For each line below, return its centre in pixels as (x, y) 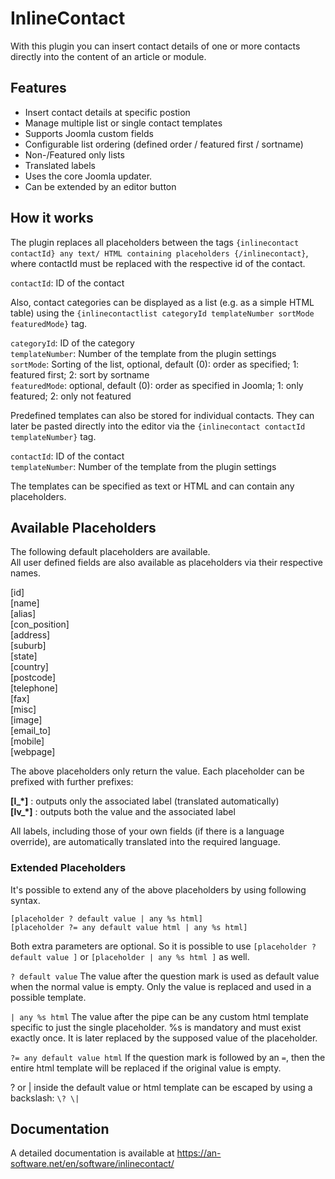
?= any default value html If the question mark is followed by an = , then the (168, 1057)
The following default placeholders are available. (110, 552)
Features (38, 88)
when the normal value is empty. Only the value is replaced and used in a (161, 986)
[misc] (23, 709)
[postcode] (33, 678)
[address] (30, 635)
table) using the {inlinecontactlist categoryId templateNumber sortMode (162, 313)
